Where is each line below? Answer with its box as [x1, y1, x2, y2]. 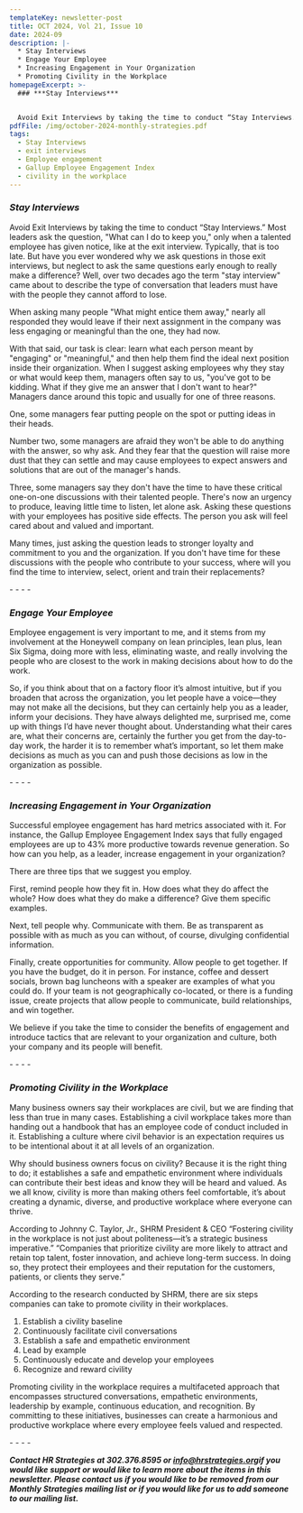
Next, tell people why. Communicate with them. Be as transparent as [9, 920, 264, 931]
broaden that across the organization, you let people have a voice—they [9, 692, 277, 704]
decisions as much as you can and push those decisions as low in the [9, 750, 268, 761]
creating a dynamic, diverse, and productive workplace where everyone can [9, 1196, 293, 1207]
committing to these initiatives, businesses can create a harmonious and [9, 1409, 278, 1421]
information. [9, 939, 55, 950]
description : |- [9, 38, 70, 48]
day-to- [258, 731, 287, 742]
